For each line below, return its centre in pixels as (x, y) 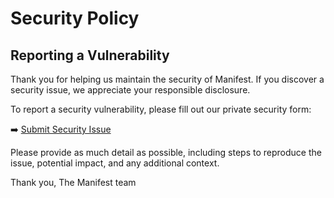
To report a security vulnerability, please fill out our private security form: (161, 109)
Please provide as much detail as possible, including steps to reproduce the (166, 152)
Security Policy (75, 18)
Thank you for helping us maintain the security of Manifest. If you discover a (167, 79)
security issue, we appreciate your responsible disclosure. (130, 90)
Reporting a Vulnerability (90, 55)
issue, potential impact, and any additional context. (115, 163)
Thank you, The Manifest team (73, 182)
